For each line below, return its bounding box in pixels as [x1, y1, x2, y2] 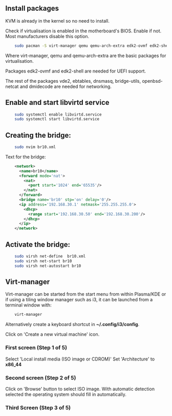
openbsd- [142, 78, 163, 84]
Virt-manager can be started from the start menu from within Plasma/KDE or [5, 291, 166, 297]
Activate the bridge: [5, 240, 71, 249]
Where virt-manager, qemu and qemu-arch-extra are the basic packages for [5, 52, 166, 59]
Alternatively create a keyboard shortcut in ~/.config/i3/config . [5, 321, 140, 328]
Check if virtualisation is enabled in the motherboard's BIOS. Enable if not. [5, 28, 162, 34]
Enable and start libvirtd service [5, 98, 110, 107]
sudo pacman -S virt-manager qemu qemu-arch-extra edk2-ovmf [14, 43, 147, 48]
